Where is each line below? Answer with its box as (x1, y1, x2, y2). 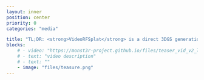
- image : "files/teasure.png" (17, 64, 94, 70)
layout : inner (6, 8, 42, 15)
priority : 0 (6, 20, 36, 26)
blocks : (6, 42, 26, 48)
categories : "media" (6, 25, 59, 32)
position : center (6, 14, 50, 20)
